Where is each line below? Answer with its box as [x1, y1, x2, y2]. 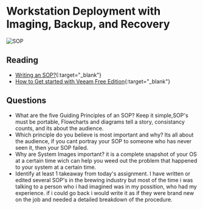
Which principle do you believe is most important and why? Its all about [15, 131, 194, 138]
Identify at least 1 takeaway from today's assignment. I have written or [15, 169, 190, 177]
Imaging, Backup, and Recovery [6, 17, 170, 31]
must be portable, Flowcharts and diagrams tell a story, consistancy [15, 118, 185, 126]
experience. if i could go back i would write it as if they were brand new [15, 189, 194, 196]
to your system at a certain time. [15, 163, 96, 171]
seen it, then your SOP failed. [15, 144, 89, 151]
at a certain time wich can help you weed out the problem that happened [15, 157, 198, 164]
